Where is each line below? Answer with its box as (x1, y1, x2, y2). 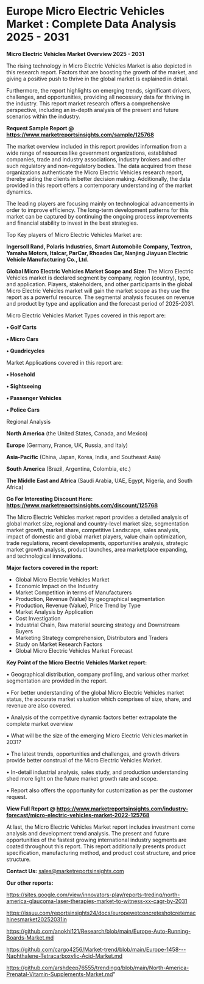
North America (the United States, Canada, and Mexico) (6, 429, 148, 437)
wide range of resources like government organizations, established (6, 149, 177, 156)
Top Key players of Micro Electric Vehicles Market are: (6, 231, 142, 238)
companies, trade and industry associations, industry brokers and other (6, 155, 186, 163)
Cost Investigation (15, 614, 61, 622)
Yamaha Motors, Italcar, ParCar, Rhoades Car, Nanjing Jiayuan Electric (6, 249, 188, 256)
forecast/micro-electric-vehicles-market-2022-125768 (6, 811, 150, 818)
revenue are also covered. (6, 701, 72, 709)
